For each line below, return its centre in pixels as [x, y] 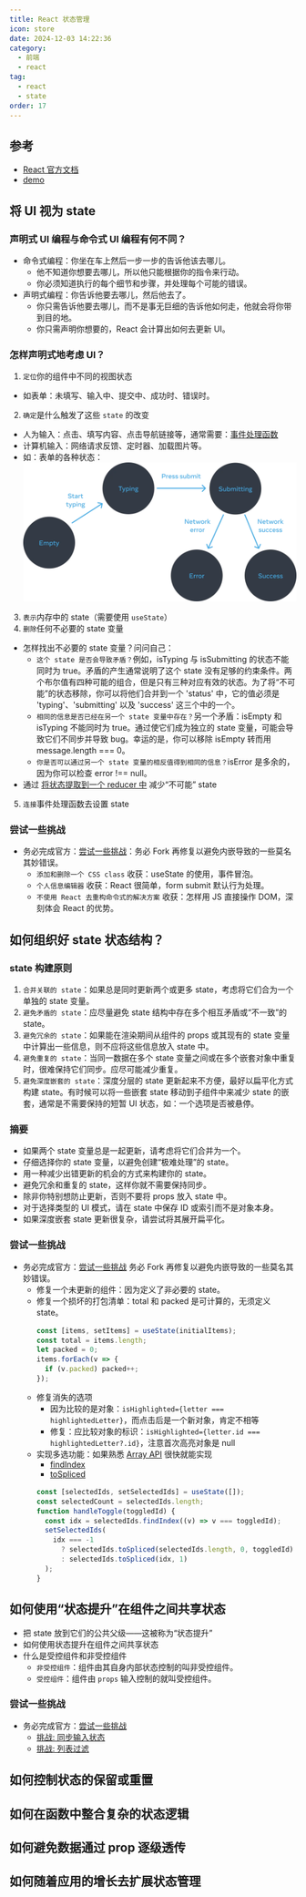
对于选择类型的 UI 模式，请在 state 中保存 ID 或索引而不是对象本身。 [150, 1208]
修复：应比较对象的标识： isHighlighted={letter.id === [155, 1431]
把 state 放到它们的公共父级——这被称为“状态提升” [117, 1633]
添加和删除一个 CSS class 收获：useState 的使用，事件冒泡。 [147, 874]
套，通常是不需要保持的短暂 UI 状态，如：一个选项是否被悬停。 [141, 1103]
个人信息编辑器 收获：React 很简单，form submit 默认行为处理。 [153, 886]
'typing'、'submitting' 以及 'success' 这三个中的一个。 [138, 705]
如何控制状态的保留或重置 [81, 1780]
